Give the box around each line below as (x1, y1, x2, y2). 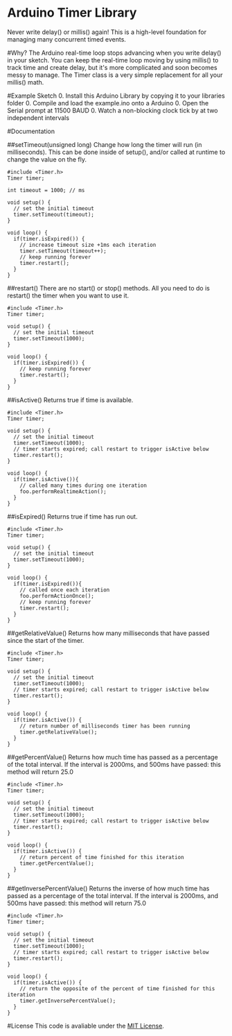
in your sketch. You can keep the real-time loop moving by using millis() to (7, 55, 219, 64)
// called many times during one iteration (19, 482, 148, 489)
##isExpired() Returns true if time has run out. (7, 512, 138, 521)
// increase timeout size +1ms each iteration (19, 241, 157, 248)
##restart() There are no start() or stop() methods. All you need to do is (7, 284, 210, 292)
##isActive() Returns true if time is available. (7, 395, 134, 404)
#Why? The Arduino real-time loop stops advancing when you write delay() (7, 49, 222, 57)
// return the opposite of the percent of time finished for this (19, 985, 215, 992)
